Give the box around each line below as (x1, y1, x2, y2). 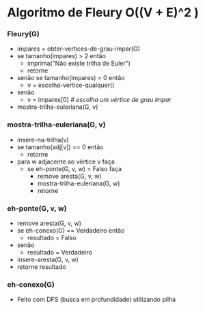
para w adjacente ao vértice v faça (16, 157, 115, 166)
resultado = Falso (27, 234, 77, 242)
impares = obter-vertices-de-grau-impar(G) (16, 44, 140, 53)
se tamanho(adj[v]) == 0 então (16, 142, 104, 151)
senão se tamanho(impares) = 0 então (16, 74, 125, 82)
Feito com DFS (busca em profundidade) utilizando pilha (16, 296, 176, 304)
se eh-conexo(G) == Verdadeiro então (16, 227, 125, 235)
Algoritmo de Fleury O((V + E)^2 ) (7, 5, 200, 21)
